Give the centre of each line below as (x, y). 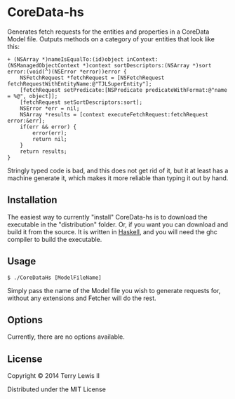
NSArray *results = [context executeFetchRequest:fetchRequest (114, 114)
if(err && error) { (48, 127)
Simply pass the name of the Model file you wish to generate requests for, (114, 290)
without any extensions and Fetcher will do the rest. (82, 298)
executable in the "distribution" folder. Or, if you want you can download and (118, 224)
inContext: (142, 59)
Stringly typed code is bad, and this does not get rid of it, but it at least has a (118, 170)
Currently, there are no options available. (66, 337)
